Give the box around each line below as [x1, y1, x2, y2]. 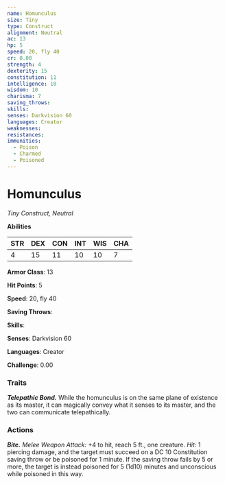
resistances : [7, 131, 45, 138]
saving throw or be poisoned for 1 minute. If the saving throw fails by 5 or [7, 456, 213, 464]
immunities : [7, 138, 41, 145]
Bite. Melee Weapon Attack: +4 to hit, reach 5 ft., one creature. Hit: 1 [7, 440, 201, 449]
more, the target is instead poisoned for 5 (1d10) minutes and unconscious [7, 462, 217, 471]
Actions [7, 425, 34, 434]
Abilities [7, 222, 32, 230]
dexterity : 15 [7, 67, 48, 74]
